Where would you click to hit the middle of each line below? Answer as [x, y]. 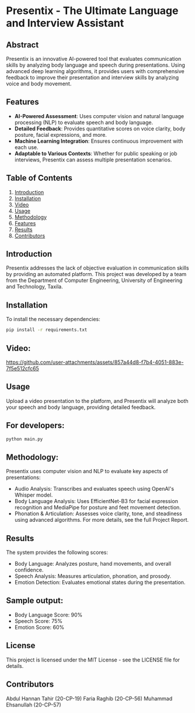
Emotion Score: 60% [39, 627]
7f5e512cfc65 [22, 368]
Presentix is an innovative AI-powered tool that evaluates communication [94, 59]
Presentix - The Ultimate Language [92, 11]
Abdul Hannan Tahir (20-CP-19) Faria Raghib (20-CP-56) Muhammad [89, 698]
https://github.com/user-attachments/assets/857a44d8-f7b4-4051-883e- [95, 362]
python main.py [25, 439]
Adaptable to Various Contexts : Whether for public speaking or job [96, 153]
